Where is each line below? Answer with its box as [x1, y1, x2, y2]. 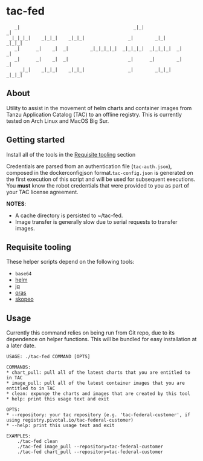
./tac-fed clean [17, 439, 59, 445]
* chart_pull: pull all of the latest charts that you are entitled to [6, 370, 190, 376]
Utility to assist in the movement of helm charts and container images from [6, 104, 192, 111]
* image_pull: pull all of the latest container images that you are [6, 380, 185, 387]
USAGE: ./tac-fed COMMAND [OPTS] [6, 354, 91, 360]
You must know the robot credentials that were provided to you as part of [6, 181, 189, 189]
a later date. [6, 342, 36, 349]
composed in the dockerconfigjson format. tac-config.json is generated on [6, 169, 193, 176]
